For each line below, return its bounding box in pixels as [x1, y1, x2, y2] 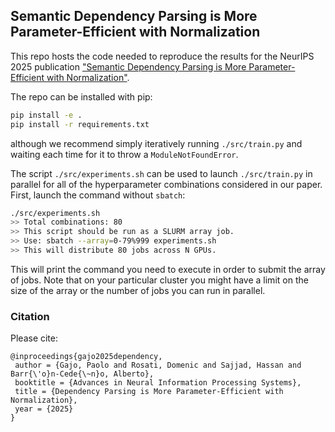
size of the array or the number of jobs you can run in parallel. [10, 284, 266, 296]
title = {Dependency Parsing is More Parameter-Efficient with [14, 387, 284, 397]
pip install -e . [10, 110, 83, 120]
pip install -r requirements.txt [10, 119, 150, 129]
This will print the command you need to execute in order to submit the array [10, 263, 326, 275]
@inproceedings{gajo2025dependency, [10, 352, 163, 362]
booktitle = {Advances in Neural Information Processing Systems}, [14, 378, 302, 388]
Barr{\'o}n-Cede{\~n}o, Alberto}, [10, 369, 155, 379]
